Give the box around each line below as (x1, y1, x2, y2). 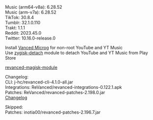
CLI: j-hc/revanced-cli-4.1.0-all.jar (5, 79, 74, 85)
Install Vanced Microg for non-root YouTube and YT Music (5, 45, 123, 50)
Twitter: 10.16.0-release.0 (5, 35, 56, 41)
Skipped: (5, 104, 23, 110)
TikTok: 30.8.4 (5, 15, 34, 20)
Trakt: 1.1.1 (5, 25, 25, 31)
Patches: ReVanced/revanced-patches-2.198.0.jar (5, 90, 105, 95)
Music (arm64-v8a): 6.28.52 (5, 4, 62, 10)
